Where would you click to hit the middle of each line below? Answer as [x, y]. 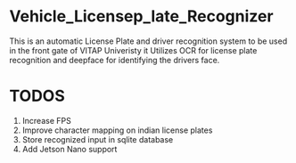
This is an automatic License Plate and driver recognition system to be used [148, 41]
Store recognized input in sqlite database [98, 139]
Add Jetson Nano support [70, 149]
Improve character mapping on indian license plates [117, 130]
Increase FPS [46, 120]
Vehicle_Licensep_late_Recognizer [141, 16]
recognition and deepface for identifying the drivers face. [115, 60]
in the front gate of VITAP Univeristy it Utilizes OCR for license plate [133, 50]
